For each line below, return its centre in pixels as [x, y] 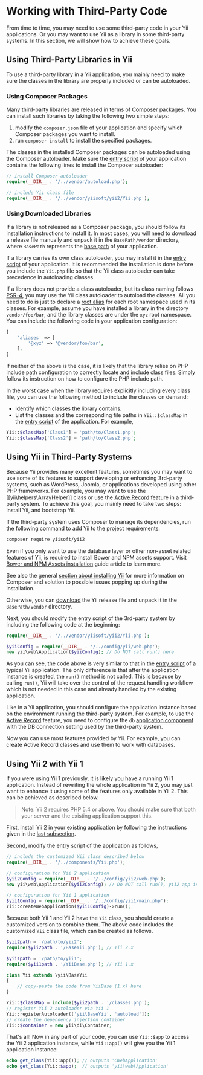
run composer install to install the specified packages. [83, 141]
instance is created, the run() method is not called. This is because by [94, 676]
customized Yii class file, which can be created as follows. [80, 931]
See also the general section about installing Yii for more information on [95, 575]
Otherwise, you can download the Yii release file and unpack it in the [92, 600]
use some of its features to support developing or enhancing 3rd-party [94, 478]
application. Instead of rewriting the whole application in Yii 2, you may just [99, 785]
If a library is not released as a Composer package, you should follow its [96, 227]
